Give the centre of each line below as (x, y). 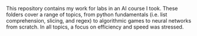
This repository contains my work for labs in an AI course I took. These (92, 8)
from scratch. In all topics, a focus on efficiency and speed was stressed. (95, 27)
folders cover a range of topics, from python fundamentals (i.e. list (87, 15)
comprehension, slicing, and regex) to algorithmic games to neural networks (99, 21)
